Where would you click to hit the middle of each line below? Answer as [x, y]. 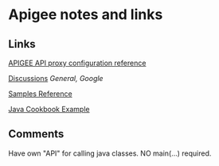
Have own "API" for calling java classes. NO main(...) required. [110, 153]
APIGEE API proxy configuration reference [77, 63]
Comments [36, 134]
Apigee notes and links [86, 15]
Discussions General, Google [56, 78]
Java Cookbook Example [49, 109]
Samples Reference [41, 94]
